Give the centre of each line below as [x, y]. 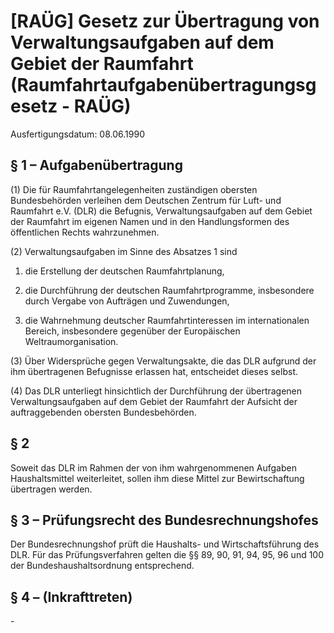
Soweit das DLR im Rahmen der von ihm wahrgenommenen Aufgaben [153, 467]
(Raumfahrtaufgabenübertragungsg [163, 85]
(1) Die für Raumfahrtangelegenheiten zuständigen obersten [134, 189]
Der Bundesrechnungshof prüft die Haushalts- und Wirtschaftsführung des [165, 544]
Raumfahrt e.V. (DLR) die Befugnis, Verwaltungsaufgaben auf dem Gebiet [161, 211]
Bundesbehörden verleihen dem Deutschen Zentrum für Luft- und [146, 200]
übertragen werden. [51, 489]
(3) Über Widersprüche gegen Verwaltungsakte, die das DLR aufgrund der [163, 361]
